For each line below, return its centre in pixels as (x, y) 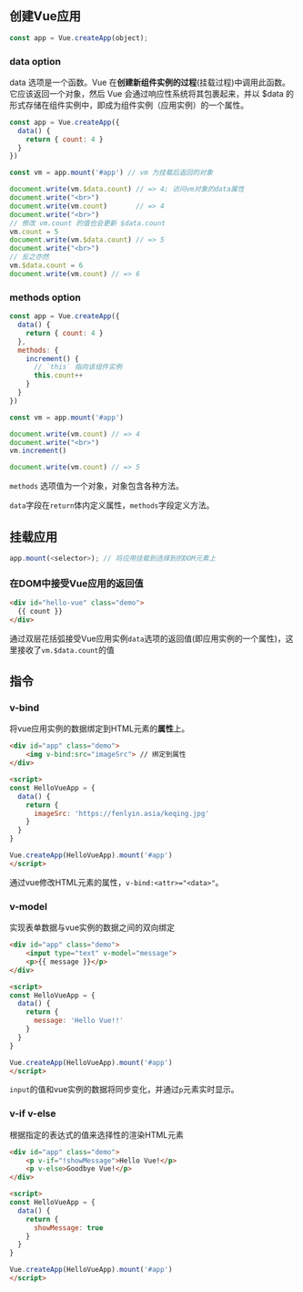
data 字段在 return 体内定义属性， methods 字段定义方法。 (112, 505)
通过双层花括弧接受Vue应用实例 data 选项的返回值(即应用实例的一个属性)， (147, 638)
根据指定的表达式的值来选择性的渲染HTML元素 (97, 1134)
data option (35, 61)
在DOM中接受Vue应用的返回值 (76, 584)
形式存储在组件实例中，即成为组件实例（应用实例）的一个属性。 (129, 105)
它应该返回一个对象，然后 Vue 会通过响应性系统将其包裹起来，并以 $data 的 (151, 93)
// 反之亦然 (30, 257)
